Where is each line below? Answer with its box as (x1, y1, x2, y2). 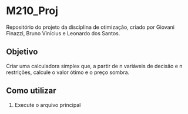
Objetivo (6, 47, 38, 57)
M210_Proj (6, 4, 59, 18)
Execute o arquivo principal (14, 101, 81, 108)
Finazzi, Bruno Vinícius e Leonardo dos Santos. (6, 29, 120, 36)
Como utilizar (6, 86, 57, 96)
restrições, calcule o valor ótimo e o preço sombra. (6, 69, 130, 76)
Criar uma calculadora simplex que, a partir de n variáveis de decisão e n (6, 62, 183, 69)
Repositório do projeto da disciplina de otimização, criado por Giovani (6, 24, 175, 31)
